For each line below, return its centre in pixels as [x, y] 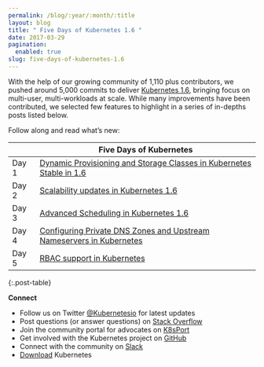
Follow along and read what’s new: [64, 130]
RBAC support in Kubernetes [92, 258]
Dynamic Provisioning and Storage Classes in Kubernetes [145, 163]
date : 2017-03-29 [37, 37]
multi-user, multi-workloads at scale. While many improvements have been [129, 98]
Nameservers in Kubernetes [91, 240]
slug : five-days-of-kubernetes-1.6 [66, 60]
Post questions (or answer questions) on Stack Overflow [111, 321]
